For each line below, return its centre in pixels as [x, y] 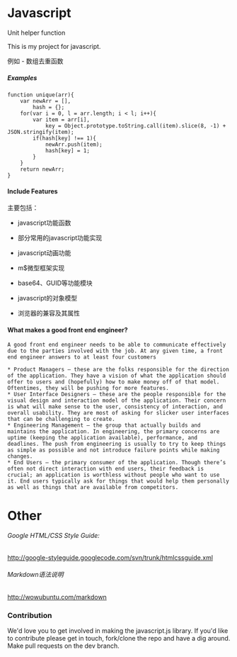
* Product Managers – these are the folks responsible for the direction [118, 370]
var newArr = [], [46, 101]
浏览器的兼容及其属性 [48, 313]
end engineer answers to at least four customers [82, 357]
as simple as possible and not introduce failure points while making [114, 450]
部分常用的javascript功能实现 [60, 238]
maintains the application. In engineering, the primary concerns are [114, 432]
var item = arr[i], [62, 119]
